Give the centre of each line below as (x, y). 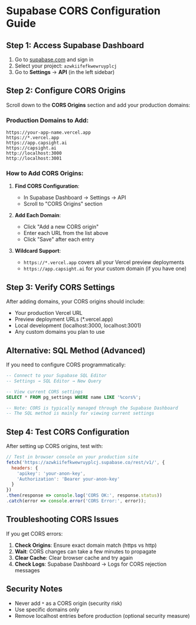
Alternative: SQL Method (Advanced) (76, 350)
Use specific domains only (47, 609)
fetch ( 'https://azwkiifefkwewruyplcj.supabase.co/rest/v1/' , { (86, 462)
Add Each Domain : (37, 215)
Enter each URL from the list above (66, 233)
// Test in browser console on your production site (72, 457)
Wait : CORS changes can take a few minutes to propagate (85, 551)
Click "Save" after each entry (59, 239)
